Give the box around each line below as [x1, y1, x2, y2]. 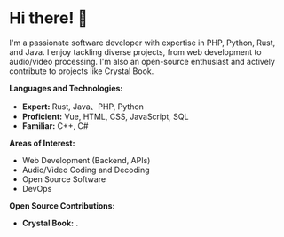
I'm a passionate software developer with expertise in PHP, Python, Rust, [9, 37, 276, 48]
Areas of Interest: [9, 138, 75, 148]
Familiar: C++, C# [21, 120, 89, 131]
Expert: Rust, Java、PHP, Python [21, 101, 145, 112]
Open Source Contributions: [9, 200, 115, 211]
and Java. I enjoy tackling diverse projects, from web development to [9, 46, 262, 57]
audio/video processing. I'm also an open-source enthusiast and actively [9, 56, 275, 67]
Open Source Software [21, 173, 106, 185]
